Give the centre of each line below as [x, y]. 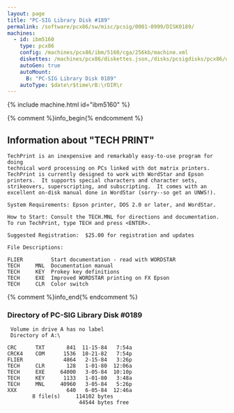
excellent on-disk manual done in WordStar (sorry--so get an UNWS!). [112, 193]
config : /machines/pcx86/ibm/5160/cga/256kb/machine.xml [104, 53]
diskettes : [36, 59]
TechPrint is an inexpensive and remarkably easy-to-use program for [110, 156]
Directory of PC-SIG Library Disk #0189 [75, 315]
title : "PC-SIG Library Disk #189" [59, 20]
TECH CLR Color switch [48, 284]
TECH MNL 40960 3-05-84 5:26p [70, 384]
